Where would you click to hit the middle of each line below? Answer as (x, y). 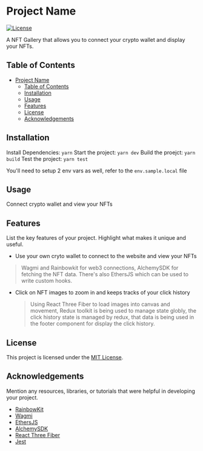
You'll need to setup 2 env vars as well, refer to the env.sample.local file (97, 171)
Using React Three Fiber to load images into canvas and (100, 304)
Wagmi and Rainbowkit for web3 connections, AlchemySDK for (100, 268)
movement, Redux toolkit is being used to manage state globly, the (113, 311)
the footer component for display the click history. (92, 324)
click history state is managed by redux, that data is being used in (112, 317)
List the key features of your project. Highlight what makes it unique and (96, 238)
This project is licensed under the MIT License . (65, 357)
